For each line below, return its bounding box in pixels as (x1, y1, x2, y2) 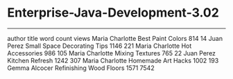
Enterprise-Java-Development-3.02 (7, 5, 220, 21)
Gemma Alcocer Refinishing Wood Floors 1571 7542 (7, 64, 155, 72)
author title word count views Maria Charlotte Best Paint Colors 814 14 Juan (7, 34, 223, 42)
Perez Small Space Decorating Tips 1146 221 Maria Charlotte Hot (7, 42, 192, 50)
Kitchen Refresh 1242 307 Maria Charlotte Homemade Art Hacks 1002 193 (7, 56, 219, 64)
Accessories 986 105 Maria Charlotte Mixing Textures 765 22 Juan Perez (7, 49, 216, 57)
